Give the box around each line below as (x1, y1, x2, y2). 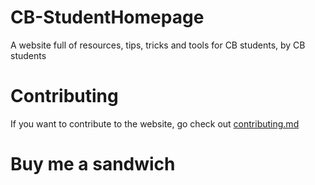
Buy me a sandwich (10, 153, 176, 176)
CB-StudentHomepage (10, 6, 205, 29)
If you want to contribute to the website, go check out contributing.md (10, 117, 300, 130)
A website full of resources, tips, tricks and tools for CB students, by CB (10, 39, 306, 51)
